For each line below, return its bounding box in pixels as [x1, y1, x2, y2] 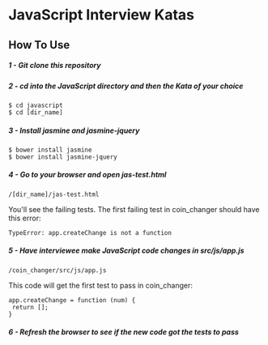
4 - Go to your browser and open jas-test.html [8, 170, 167, 180]
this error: [8, 213, 41, 223]
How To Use [8, 38, 70, 52]
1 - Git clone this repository [8, 61, 101, 70]
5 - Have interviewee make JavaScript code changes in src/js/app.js [8, 245, 245, 256]
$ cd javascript [8, 101, 63, 109]
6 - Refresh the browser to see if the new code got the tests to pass [8, 327, 239, 337]
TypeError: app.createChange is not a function [8, 228, 172, 236]
